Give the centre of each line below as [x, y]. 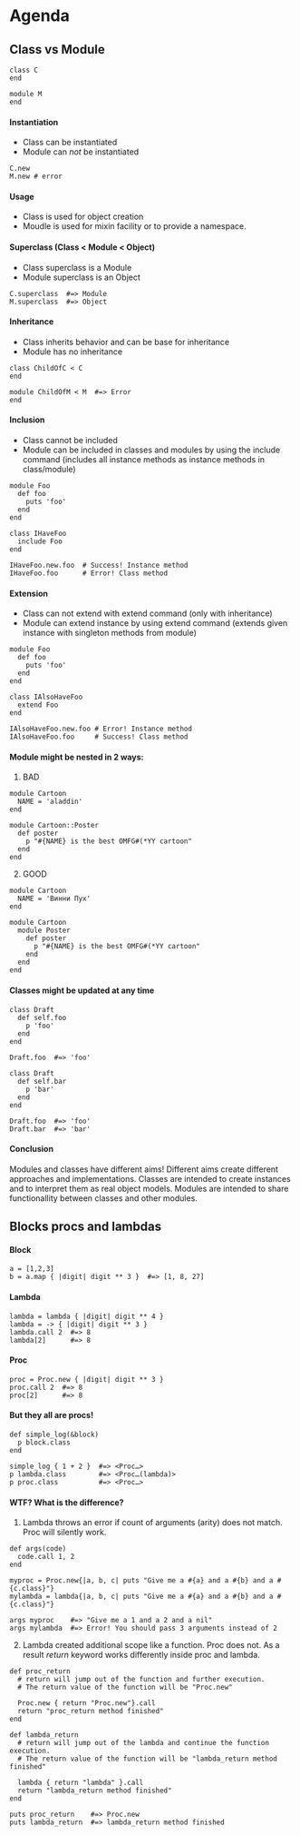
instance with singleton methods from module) [110, 633]
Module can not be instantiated [81, 152]
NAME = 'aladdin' [50, 802]
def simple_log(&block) [54, 1435]
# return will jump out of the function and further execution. [141, 1680]
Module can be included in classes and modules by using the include [151, 450]
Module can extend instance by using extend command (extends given [155, 623]
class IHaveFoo [38, 534]
